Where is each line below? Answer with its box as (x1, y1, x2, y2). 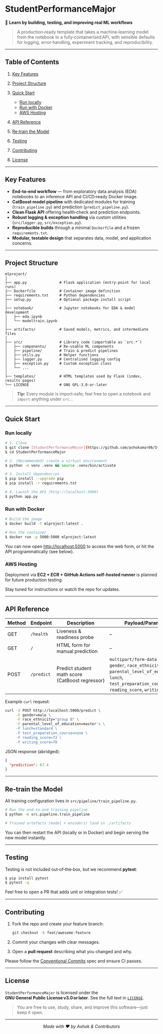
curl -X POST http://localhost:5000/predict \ (5, 708, 101, 713)
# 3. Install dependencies (5, 471, 60, 477)
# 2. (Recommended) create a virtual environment (5, 458, 108, 463)
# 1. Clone (5, 441, 27, 446)
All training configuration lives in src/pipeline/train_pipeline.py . (5, 798, 137, 804)
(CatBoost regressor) (56, 677, 105, 684)
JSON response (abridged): (5, 749, 60, 754)
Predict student (56, 665, 92, 672)
